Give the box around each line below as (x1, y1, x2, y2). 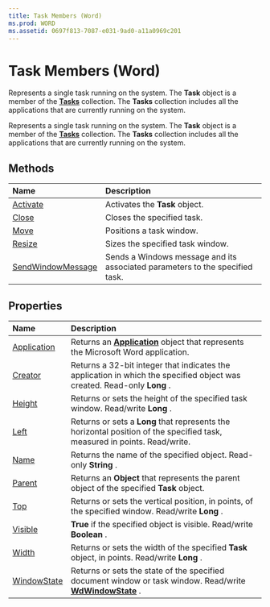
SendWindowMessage (12, 261, 98, 272)
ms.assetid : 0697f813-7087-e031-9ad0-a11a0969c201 (8, 27, 182, 35)
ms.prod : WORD (8, 19, 56, 27)
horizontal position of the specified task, (71, 426, 223, 437)
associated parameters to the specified (104, 261, 253, 272)
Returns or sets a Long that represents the (71, 416, 231, 427)
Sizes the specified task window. (104, 239, 229, 250)
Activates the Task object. (104, 199, 204, 210)
